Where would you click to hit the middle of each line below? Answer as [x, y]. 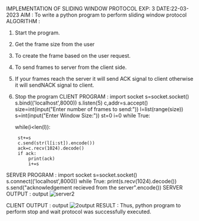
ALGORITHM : [23, 21]
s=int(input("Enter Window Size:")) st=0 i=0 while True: [82, 116]
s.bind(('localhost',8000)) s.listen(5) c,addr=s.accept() [81, 103]
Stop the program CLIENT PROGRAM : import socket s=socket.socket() [102, 97]
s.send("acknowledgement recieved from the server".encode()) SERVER [94, 187]
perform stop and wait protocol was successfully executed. [79, 211]
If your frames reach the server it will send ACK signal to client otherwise [104, 79]
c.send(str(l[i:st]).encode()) [56, 143]
